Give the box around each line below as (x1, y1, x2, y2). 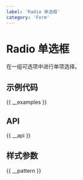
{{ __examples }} (6, 98, 47, 106)
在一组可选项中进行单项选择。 (6, 63, 80, 70)
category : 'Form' (6, 14, 50, 20)
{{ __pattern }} (6, 167, 41, 174)
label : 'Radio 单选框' (6, 8, 61, 15)
